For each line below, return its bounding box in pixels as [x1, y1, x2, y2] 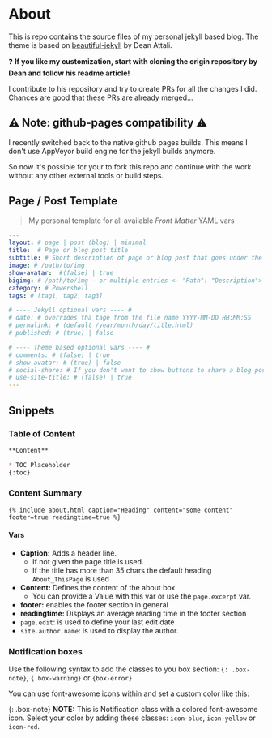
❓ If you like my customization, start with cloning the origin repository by [8, 56, 257, 66]
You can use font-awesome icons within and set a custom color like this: [8, 689, 249, 698]
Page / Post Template [8, 194, 118, 208]
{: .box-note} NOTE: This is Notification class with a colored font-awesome [8, 705, 258, 714]
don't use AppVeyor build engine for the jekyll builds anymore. [8, 146, 216, 156]
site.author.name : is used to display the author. [19, 626, 179, 635]
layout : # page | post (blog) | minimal [8, 238, 147, 247]
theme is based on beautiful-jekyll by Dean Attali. [8, 40, 172, 49]
